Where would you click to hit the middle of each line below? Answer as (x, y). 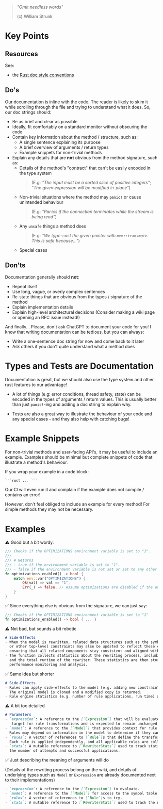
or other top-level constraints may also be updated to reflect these (82, 647)
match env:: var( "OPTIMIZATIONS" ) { (50, 578)
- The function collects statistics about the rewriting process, (73, 656)
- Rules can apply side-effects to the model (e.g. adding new (70, 688)
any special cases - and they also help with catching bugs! (71, 419)
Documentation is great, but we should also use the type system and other (80, 379)
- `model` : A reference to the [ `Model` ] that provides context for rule (81, 728)
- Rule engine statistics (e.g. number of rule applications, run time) (80, 696)
